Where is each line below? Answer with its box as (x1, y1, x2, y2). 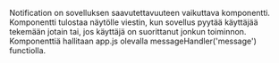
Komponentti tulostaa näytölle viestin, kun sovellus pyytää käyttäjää (9, 17, 258, 28)
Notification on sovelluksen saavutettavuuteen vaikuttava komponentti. (9, 8, 271, 18)
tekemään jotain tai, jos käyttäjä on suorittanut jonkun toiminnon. (9, 27, 247, 36)
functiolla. (9, 45, 46, 56)
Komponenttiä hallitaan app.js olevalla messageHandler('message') (9, 35, 258, 46)
